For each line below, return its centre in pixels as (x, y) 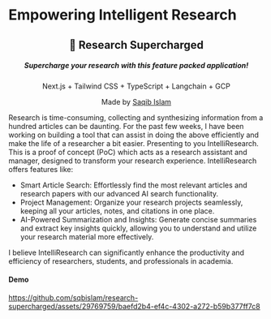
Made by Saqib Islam (136, 101)
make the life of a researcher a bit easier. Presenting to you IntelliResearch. (134, 143)
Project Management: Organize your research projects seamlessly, (131, 202)
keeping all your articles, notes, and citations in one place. (117, 211)
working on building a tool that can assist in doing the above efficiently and (134, 135)
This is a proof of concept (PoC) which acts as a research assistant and (128, 152)
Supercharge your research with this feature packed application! (136, 66)
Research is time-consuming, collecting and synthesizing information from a (136, 117)
